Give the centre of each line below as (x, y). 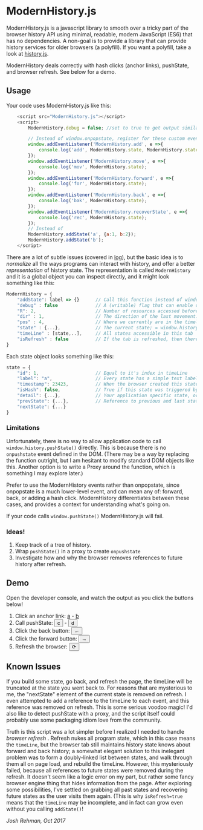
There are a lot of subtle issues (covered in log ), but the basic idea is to (95, 257)
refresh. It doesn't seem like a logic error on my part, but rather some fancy (100, 777)
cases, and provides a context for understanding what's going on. (88, 504)
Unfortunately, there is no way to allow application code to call (84, 441)
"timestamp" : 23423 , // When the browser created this (100, 384)
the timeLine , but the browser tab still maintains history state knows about (98, 744)
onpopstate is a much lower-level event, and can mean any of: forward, (95, 491)
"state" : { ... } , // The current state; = (88, 328)
